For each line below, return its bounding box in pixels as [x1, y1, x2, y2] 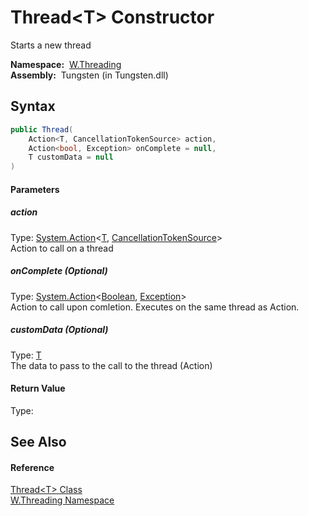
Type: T [10, 349, 42, 361]
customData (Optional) [10, 324, 109, 336]
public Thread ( [10, 124, 74, 135]
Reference [10, 461, 55, 473]
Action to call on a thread [10, 242, 114, 254]
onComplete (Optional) [10, 265, 108, 277]
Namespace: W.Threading [10, 58, 122, 70]
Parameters [10, 183, 60, 195]
